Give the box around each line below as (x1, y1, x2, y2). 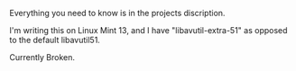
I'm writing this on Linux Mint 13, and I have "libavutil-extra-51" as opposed (9, 25, 288, 35)
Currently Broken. (9, 52, 75, 62)
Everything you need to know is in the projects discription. (9, 8, 226, 18)
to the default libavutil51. (9, 35, 101, 45)
